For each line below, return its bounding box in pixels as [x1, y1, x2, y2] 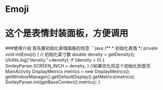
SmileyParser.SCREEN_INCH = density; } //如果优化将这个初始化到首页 [5, 63, 151, 69]
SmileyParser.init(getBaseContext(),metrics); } [5, 79, 100, 85]
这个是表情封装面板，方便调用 [5, 28, 129, 39]
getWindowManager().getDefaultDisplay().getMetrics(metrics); [5, 74, 135, 80]
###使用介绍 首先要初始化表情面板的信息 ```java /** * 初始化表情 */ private [5, 45, 158, 51]
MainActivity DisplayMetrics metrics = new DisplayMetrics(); [5, 69, 130, 75]
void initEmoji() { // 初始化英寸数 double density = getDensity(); [5, 51, 135, 58]
